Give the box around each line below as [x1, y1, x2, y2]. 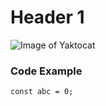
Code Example [10, 64, 83, 78]
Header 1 [10, 6, 85, 29]
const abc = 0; [10, 87, 74, 97]
